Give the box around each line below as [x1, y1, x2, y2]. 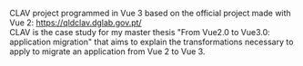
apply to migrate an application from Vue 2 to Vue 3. [9, 46, 206, 57]
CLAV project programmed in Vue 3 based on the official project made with [9, 8, 291, 18]
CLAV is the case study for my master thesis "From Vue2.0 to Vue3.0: [9, 27, 270, 37]
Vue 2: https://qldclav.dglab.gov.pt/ [9, 17, 143, 28]
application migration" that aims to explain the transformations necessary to [9, 36, 294, 47]
